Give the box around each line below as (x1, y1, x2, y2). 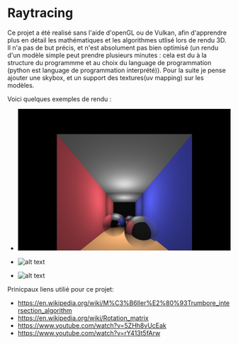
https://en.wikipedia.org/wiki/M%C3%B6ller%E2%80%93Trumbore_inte (17, 299, 230, 307)
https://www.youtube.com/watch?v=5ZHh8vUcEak (17, 321, 166, 330)
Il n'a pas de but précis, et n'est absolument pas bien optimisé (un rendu (7, 43, 219, 52)
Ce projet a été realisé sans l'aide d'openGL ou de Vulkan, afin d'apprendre (7, 28, 227, 37)
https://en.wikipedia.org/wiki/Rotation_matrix (17, 314, 149, 322)
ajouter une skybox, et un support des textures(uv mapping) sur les (7, 73, 204, 82)
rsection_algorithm (17, 306, 72, 314)
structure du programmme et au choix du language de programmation (7, 58, 212, 67)
